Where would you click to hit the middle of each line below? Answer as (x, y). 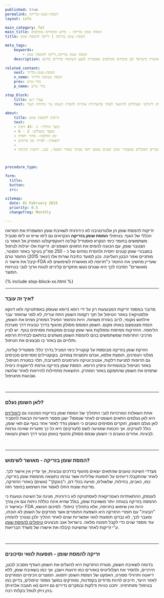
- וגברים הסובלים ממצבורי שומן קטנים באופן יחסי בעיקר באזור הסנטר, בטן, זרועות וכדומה (86, 149)
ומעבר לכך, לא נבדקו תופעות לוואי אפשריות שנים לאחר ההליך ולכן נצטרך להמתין (79, 517)
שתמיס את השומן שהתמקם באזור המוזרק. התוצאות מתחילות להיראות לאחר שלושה (81, 371)
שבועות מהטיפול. (21, 376)
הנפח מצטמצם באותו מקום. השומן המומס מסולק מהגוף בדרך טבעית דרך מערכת (79, 325)
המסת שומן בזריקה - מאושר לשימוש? (48, 460)
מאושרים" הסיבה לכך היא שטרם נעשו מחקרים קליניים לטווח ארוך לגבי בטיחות (76, 267)
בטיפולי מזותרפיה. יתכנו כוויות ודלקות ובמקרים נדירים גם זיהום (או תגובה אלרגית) (79, 585)
